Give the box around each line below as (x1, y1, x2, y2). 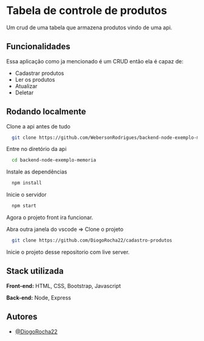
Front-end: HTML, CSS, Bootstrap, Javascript (6, 282, 121, 289)
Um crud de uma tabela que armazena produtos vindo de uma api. (6, 24, 172, 31)
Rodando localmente (6, 107, 86, 117)
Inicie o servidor (6, 191, 47, 199)
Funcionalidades (6, 41, 71, 52)
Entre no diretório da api (6, 146, 67, 153)
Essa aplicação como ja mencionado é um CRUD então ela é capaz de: (6, 57, 184, 65)
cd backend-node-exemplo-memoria (12, 157, 97, 163)
